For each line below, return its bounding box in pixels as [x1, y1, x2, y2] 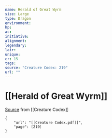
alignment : [5, 39, 27, 43]
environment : [5, 20, 31, 26]
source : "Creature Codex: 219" [5, 66, 68, 70]
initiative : [5, 34, 29, 39]
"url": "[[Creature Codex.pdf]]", [14, 120, 83, 125]
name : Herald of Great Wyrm [5, 7, 62, 12]
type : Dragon [5, 16, 31, 21]
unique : [5, 52, 21, 57]
